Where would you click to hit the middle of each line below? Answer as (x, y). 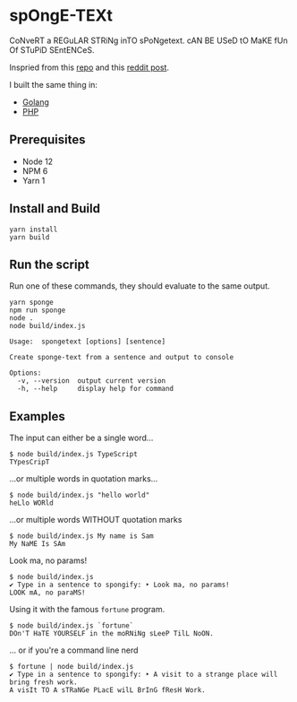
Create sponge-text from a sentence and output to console (122, 358)
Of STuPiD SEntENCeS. (52, 49)
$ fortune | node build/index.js (72, 667)
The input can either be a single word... (81, 438)
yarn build (30, 237)
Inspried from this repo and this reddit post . (89, 67)
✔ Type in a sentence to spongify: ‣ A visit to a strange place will (144, 675)
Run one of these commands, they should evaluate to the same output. (140, 286)
